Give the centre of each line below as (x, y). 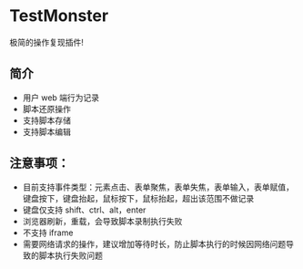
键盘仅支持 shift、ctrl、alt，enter (84, 210)
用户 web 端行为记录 (61, 98)
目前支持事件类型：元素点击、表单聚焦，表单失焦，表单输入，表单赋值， (158, 187)
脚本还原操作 (46, 109)
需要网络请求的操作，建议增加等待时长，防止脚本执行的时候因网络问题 (154, 243)
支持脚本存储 (46, 120)
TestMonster (59, 16)
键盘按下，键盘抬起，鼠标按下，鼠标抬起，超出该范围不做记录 (138, 198)
